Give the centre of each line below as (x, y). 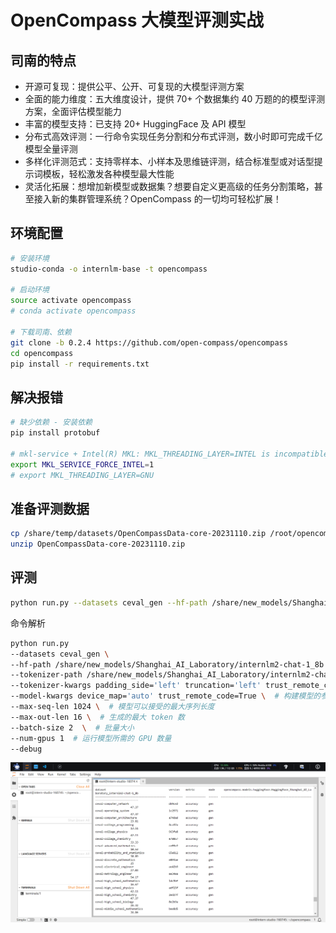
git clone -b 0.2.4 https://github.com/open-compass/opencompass (149, 342)
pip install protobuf (55, 433)
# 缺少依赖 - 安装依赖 (51, 422)
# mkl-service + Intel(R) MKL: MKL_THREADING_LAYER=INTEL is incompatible (169, 454)
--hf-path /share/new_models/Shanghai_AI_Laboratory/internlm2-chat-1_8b (167, 664)
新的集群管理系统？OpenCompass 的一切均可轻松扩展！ (166, 199)
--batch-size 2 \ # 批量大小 (72, 727)
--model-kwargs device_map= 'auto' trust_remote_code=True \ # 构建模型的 (166, 696)
